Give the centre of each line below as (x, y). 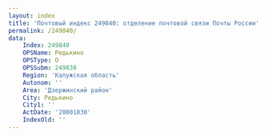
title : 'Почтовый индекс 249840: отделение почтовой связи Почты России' (134, 23)
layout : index (32, 16)
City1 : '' (39, 105)
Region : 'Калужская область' (71, 75)
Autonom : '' (42, 82)
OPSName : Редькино (53, 53)
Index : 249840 (46, 46)
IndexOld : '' (44, 120)
